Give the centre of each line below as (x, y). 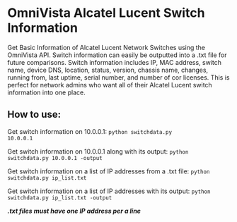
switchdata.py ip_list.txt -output (60, 198)
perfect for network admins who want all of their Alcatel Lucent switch (110, 85)
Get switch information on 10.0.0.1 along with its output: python (98, 151)
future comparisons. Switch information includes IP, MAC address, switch (114, 62)
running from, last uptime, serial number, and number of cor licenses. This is (118, 77)
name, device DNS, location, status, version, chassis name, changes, (108, 70)
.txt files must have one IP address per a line (74, 211)
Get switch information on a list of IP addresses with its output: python (109, 191)
